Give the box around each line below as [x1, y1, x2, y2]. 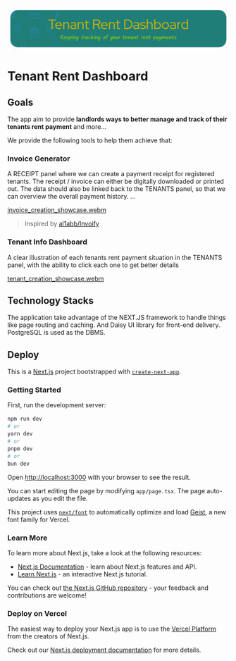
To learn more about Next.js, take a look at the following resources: [7, 548, 202, 557]
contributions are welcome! [7, 591, 87, 599]
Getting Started [7, 385, 61, 395]
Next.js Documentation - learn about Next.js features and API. [17, 562, 197, 571]
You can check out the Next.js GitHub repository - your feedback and [7, 583, 209, 592]
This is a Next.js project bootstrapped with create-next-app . [7, 367, 182, 376]
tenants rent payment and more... [7, 122, 107, 130]
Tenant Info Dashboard [7, 237, 88, 247]
